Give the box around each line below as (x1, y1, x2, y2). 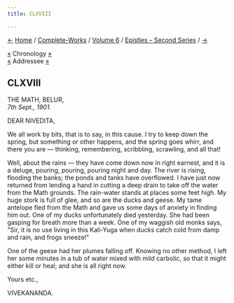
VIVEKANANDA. (7, 289, 54, 297)
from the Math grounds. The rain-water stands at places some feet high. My (7, 189, 226, 197)
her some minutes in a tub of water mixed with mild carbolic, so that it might (7, 254, 226, 263)
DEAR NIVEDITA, (7, 116, 55, 125)
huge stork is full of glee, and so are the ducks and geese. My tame (7, 196, 202, 204)
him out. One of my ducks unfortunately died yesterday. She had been (7, 211, 210, 220)
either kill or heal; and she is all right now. (7, 262, 127, 270)
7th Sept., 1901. (7, 103, 51, 112)
